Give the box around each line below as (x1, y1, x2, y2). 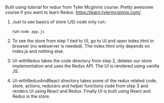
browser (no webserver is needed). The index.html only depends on (12, 43, 150, 49)
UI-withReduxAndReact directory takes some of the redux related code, (12, 78, 158, 83)
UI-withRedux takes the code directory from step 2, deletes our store (12, 58, 152, 63)
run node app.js (12, 28, 45, 34)
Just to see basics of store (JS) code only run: (12, 19, 106, 25)
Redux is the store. (12, 93, 51, 99)
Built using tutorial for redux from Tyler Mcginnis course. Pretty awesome (5, 4, 154, 10)
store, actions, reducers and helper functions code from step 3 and (12, 83, 148, 89)
